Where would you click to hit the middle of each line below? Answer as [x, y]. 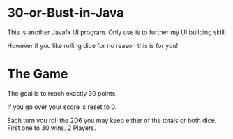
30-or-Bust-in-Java [66, 13]
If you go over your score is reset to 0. [62, 107]
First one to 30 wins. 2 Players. [52, 128]
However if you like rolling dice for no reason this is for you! [93, 45]
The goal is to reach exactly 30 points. [62, 93]
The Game [38, 74]
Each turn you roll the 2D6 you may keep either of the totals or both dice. [112, 120]
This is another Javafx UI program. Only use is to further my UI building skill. [117, 32]
